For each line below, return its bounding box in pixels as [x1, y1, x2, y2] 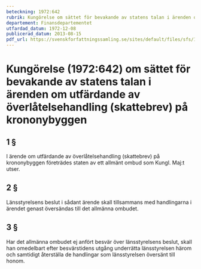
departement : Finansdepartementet [6, 20, 93, 26]
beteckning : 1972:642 [6, 8, 60, 15]
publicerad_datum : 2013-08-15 [6, 31, 82, 37]
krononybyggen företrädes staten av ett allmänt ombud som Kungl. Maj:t [6, 159, 185, 166]
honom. [6, 257, 25, 264]
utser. [6, 166, 20, 172]
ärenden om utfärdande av [6, 88, 141, 102]
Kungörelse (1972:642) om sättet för [6, 62, 191, 76]
